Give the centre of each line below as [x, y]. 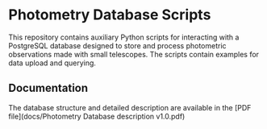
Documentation [48, 88]
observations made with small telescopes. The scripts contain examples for [134, 54]
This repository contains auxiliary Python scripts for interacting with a [124, 37]
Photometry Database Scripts [110, 15]
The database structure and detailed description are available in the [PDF [130, 107]
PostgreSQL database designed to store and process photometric [118, 45]
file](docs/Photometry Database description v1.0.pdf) [97, 116]
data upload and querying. [52, 63]
